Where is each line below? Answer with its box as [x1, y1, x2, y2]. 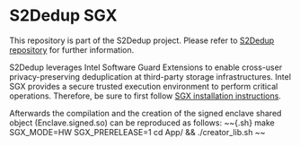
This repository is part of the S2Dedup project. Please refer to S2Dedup [9, 35, 275, 46]
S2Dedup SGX [9, 5, 118, 26]
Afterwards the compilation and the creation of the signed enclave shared [9, 107, 282, 118]
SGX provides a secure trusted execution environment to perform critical [9, 81, 278, 91]
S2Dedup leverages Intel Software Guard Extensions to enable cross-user [9, 62, 283, 73]
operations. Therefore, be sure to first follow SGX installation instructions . [9, 90, 281, 101]
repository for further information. [9, 44, 135, 55]
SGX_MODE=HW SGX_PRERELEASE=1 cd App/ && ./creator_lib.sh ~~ [9, 126, 266, 137]
